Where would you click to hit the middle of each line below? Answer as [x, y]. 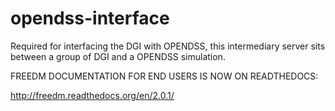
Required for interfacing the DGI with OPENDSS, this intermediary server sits [168, 46]
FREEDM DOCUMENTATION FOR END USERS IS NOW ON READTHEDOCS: [164, 76]
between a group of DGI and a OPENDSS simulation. [118, 56]
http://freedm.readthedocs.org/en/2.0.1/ [92, 95]
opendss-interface [90, 18]
